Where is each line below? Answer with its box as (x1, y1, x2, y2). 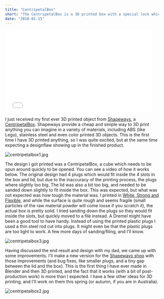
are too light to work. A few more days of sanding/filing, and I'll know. (5, 229, 144, 235)
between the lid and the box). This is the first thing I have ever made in (5, 263, 147, 269)
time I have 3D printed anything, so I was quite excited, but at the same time (5, 137, 158, 143)
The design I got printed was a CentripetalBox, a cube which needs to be (5, 161, 152, 167)
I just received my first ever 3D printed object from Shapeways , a (5, 116, 136, 122)
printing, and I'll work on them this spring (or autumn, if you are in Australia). (5, 279, 159, 285)
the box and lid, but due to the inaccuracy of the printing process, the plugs (5, 177, 157, 183)
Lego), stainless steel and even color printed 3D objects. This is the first (5, 132, 150, 138)
